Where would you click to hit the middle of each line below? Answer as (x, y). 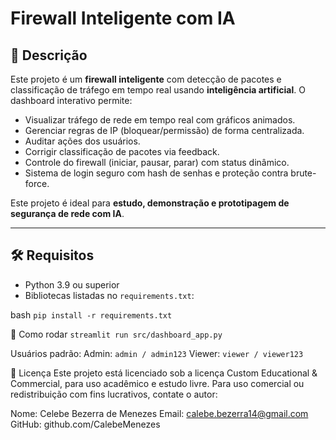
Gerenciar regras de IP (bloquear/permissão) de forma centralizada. (164, 130)
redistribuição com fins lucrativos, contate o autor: (114, 394)
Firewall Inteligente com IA (123, 18)
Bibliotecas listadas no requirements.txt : (109, 295)
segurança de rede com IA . (67, 213)
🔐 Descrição (49, 55)
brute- (303, 173)
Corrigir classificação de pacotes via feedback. (122, 151)
